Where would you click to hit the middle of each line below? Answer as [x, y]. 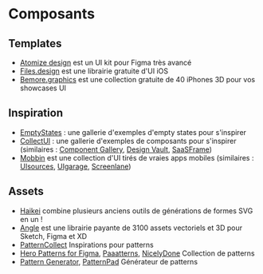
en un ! [31, 219]
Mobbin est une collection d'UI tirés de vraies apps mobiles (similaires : [137, 157]
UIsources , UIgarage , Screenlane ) [75, 166]
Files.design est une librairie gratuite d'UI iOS [94, 71]
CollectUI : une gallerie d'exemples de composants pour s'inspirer [128, 141]
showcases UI [43, 88]
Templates [35, 44]
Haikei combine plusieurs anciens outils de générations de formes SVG [136, 210]
